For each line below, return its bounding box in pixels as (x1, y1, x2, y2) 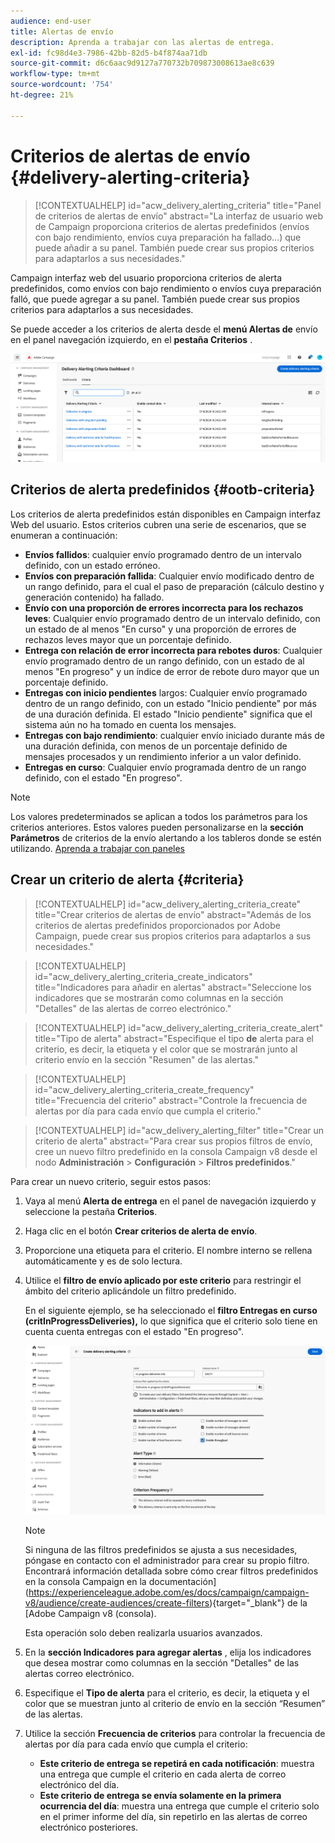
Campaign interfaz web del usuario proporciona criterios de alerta (10, 271, 283, 284)
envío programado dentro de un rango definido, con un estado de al (24, 655, 305, 667)
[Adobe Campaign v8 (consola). (24, 1607, 157, 1619)
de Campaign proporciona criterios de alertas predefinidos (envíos (34, 220, 310, 232)
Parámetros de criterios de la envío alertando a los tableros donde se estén (10, 831, 322, 844)
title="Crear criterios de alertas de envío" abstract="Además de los (34, 908, 312, 920)
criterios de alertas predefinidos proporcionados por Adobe (34, 919, 281, 931)
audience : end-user (10, 16, 92, 26)
